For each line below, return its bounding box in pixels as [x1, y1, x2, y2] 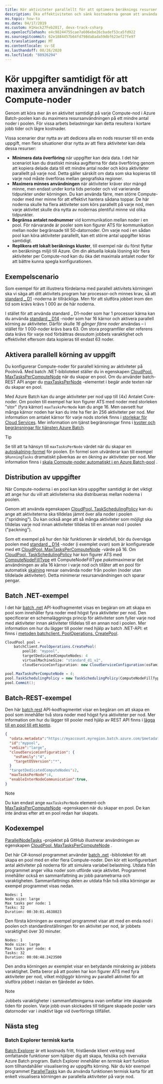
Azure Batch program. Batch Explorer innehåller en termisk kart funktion [5, 1058, 149, 1064]
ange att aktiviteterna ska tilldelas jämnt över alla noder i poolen [5, 511, 132, 517]
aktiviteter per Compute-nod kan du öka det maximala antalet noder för [12, 253, 155, 259]
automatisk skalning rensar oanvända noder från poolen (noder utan [5, 567, 142, 573]
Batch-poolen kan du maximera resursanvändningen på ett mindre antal [5, 115, 149, 121]
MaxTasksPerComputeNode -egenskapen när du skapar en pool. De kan [5, 805, 150, 811]
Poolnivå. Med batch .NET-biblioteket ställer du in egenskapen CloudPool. [5, 368, 153, 374]
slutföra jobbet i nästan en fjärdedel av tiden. [5, 979, 95, 985]
